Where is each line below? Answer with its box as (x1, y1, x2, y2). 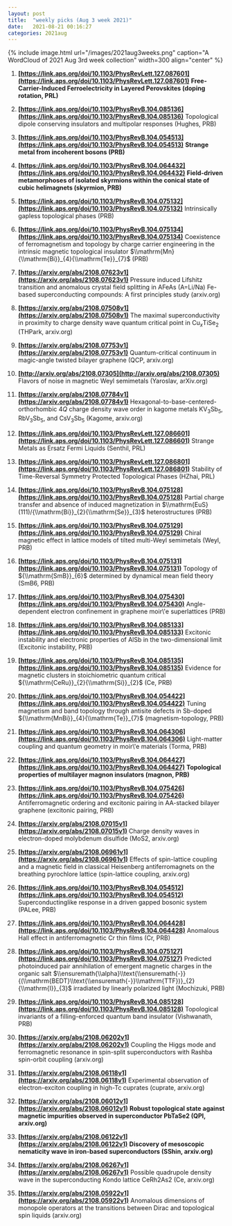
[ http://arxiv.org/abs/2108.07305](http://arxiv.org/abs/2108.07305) (17, 370, 220, 378)
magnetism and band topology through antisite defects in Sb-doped (17, 706, 212, 715)
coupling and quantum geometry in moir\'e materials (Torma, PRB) (17, 742, 207, 750)
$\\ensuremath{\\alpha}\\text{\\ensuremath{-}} (53, 969, 186, 977)
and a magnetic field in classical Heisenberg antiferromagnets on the (17, 862, 215, 870)
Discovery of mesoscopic (129, 1140, 205, 1148)
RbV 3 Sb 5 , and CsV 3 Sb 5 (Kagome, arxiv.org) (17, 414, 143, 424)
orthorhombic (17, 405, 57, 413)
